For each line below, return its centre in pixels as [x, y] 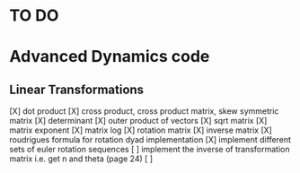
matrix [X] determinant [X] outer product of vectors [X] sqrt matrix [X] [138, 121]
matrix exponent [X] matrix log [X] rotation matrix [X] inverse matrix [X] [141, 130]
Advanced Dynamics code [110, 57]
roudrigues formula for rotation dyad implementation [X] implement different [150, 140]
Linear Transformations [77, 89]
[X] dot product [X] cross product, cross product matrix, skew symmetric [144, 111]
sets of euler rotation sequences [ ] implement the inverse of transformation [150, 150]
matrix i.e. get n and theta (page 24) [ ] [81, 159]
